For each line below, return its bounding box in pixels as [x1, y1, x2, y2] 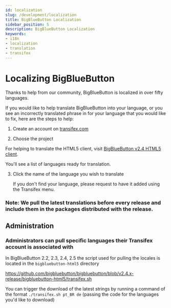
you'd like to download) [5, 297, 55, 303]
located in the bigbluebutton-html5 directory [5, 260, 99, 267]
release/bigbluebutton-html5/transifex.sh [5, 276, 92, 282]
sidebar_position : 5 [5, 22, 50, 27]
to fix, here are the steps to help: [5, 116, 74, 122]
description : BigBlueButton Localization [5, 27, 95, 32]
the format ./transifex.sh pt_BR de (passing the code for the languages [5, 291, 159, 298]
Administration [5, 221, 54, 230]
